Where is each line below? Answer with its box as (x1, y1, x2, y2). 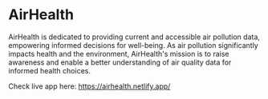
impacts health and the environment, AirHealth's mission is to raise (8, 49, 230, 58)
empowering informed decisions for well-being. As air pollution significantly (8, 40, 258, 49)
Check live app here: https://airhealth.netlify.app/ (8, 81, 171, 91)
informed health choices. (8, 65, 91, 75)
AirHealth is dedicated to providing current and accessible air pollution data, (8, 32, 261, 42)
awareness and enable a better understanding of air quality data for (8, 57, 232, 67)
